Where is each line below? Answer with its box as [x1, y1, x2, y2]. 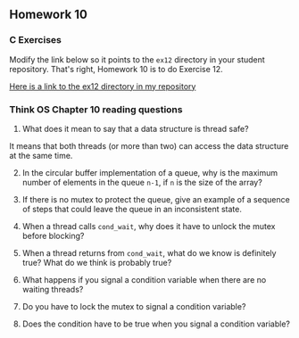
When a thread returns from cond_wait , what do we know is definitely [21, 247, 277, 258]
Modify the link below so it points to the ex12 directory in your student [9, 54, 265, 65]
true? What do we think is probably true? [21, 257, 172, 268]
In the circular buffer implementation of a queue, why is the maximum [21, 167, 278, 177]
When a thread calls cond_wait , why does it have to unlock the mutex [21, 220, 276, 231]
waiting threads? [21, 284, 84, 294]
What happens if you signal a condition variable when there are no [21, 274, 267, 284]
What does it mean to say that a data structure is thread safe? [21, 123, 249, 134]
